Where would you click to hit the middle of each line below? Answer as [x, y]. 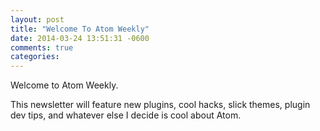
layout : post [37, 19]
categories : [35, 57]
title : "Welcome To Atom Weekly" [80, 29]
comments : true [42, 47]
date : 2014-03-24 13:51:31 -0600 [80, 38]
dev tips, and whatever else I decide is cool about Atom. [126, 115]
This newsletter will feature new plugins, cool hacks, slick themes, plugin [160, 105]
